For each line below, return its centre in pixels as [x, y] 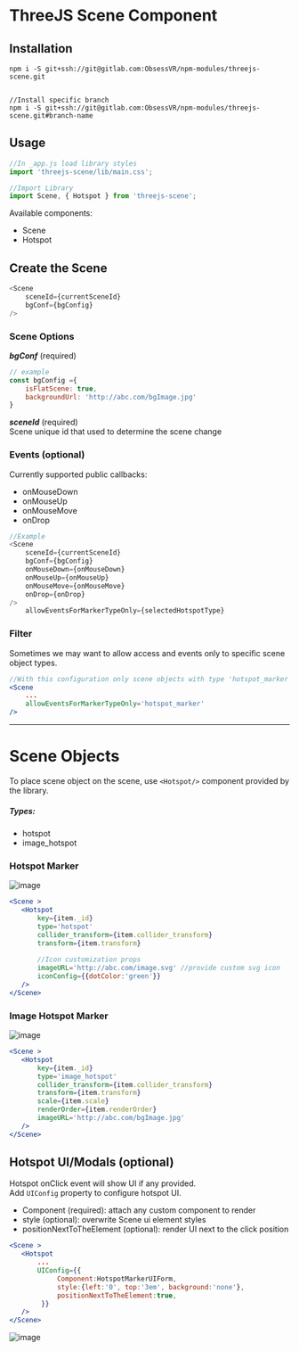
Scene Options [42, 336]
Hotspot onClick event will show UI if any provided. [103, 1183]
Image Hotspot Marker [59, 1016]
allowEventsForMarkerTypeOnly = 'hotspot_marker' [115, 704]
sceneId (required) [44, 422]
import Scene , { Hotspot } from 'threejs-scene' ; [103, 196]
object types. [33, 663]
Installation [41, 49]
